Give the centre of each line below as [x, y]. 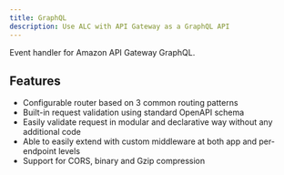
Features [35, 81]
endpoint [40, 151]
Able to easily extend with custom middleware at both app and [140, 141]
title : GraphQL [38, 18]
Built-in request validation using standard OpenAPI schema [133, 113]
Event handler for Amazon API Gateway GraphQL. [102, 52]
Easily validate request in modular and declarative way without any [147, 122]
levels [69, 151]
